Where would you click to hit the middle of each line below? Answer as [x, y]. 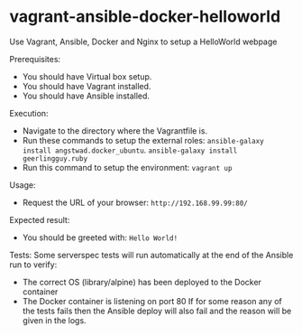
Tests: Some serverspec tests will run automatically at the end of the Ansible [151, 255]
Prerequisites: [35, 59]
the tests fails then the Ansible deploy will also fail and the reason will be [157, 311]
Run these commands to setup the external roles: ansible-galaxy [143, 140]
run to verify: [33, 265]
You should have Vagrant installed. [87, 86]
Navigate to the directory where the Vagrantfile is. [115, 130]
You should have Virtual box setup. [87, 76]
